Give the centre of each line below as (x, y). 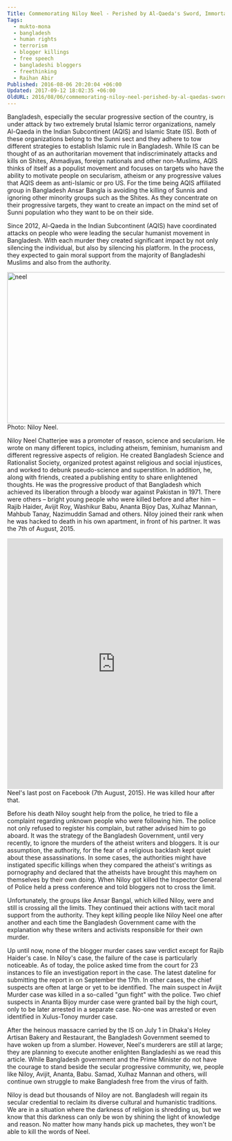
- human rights (35, 39)
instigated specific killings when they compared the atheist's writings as (110, 865)
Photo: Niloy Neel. (33, 427)
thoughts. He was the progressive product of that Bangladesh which (104, 484)
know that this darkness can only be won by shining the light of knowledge (114, 1117)
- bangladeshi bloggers (47, 65)
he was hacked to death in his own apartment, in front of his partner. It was (114, 521)
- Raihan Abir (33, 78)
